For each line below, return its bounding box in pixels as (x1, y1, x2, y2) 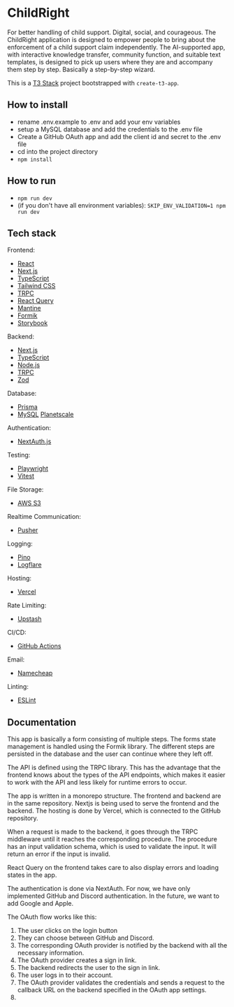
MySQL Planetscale (17, 410, 74, 419)
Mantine (17, 304, 41, 313)
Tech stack (7, 227, 57, 239)
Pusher (17, 526, 38, 534)
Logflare (17, 561, 42, 569)
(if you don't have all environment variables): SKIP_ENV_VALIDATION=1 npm (17, 201, 226, 209)
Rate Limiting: (7, 601, 47, 610)
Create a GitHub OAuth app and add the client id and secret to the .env (17, 132, 221, 141)
